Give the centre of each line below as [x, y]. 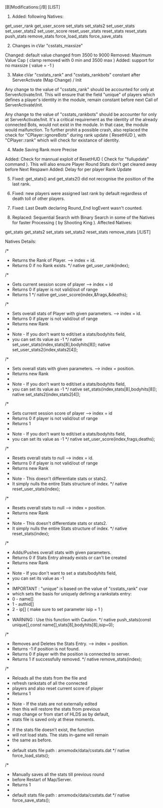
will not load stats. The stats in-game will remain [60, 735]
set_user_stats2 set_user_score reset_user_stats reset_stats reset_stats [76, 31]
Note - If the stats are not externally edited [55, 704]
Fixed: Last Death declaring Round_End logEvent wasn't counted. [77, 208]
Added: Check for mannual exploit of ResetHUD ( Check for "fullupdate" [77, 159]
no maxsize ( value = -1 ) [30, 65]
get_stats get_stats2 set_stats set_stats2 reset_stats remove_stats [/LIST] [78, 232]
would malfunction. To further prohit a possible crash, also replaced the [76, 130]
